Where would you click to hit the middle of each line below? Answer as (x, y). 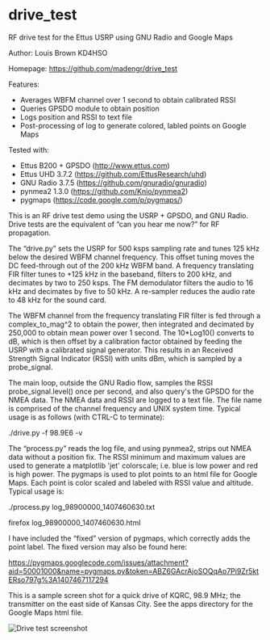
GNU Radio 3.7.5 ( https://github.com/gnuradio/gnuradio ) (113, 183)
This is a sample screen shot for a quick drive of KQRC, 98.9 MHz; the (125, 595)
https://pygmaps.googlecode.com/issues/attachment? (99, 562)
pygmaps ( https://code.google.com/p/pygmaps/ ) (101, 200)
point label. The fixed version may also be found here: (98, 546)
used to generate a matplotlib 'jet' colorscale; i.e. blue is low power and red (133, 465)
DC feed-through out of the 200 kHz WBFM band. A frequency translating (131, 265)
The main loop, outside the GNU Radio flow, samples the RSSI (111, 382)
